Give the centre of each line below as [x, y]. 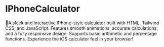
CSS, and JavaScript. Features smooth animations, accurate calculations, [81, 28]
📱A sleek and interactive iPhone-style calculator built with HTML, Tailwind [82, 23]
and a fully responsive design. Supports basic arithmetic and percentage [81, 33]
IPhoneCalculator [43, 9]
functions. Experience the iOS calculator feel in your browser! [69, 39]
